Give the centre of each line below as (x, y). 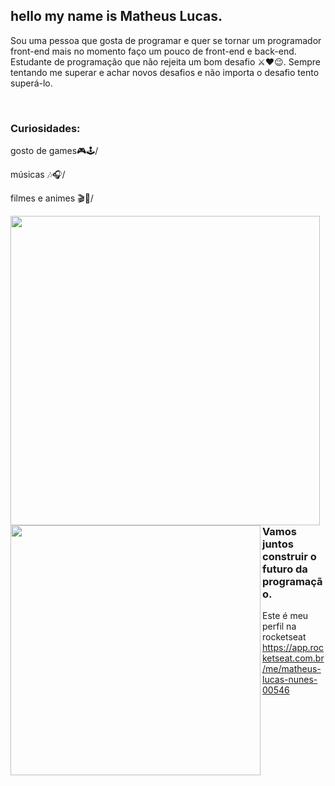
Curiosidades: (45, 128)
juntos (278, 544)
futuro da (285, 569)
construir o (289, 557)
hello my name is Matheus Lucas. (116, 16)
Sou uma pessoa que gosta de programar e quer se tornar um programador (166, 40)
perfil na (279, 626)
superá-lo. (31, 83)
